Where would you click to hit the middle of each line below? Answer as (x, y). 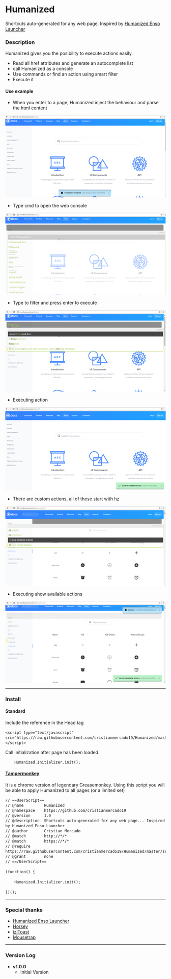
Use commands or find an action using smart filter (65, 74)
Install (13, 699)
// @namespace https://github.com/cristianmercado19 (66, 811)
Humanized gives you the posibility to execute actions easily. (69, 53)
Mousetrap (24, 937)
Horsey (20, 926)
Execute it (23, 80)
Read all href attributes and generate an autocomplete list (73, 63)
